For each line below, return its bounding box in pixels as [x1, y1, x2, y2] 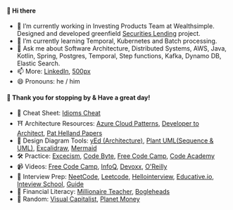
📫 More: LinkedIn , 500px [16, 67, 91, 76]
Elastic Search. [16, 59, 61, 67]
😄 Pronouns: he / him [16, 77, 80, 86]
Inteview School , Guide [16, 180, 84, 188]
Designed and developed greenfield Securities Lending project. [16, 29, 201, 38]
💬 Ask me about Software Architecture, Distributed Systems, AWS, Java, [16, 44, 227, 53]
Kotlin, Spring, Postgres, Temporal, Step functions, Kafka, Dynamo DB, [16, 52, 222, 60]
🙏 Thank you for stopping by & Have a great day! [6, 93, 151, 102]
